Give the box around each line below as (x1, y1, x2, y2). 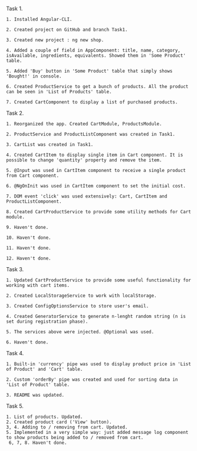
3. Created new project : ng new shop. (6, 37, 104, 43)
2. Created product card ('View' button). (6, 419, 112, 425)
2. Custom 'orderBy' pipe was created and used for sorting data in (6, 377, 178, 382)
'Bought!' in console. (6, 73, 62, 79)
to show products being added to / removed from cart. (6, 434, 144, 440)
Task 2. (6, 109, 24, 116)
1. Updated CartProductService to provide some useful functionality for (6, 277, 192, 283)
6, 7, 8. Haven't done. (8, 440, 67, 446)
